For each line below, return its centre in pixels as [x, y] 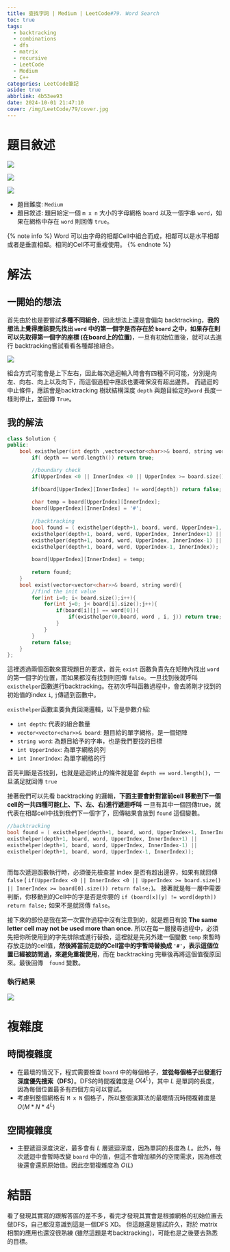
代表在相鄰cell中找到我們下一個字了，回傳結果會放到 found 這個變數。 [105, 813]
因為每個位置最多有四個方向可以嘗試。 [71, 1089]
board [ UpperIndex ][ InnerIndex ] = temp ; [89, 560]
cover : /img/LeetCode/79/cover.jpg [58, 109]
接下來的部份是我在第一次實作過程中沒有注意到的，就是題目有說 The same [112, 919]
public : [18, 445]
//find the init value [64, 591]
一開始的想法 [34, 302]
